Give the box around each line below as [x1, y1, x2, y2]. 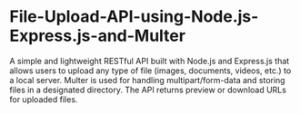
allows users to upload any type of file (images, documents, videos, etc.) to [9, 65, 292, 76]
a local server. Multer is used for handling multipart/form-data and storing [9, 74, 285, 85]
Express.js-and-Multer [9, 25, 186, 46]
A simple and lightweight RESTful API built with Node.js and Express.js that [9, 55, 290, 66]
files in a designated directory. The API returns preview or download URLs [9, 84, 286, 95]
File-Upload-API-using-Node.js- [9, 6, 259, 27]
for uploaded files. [9, 93, 78, 105]
